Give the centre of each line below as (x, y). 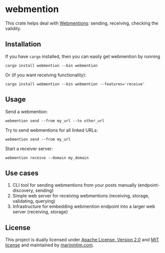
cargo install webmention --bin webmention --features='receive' (75, 84)
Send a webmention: (27, 111)
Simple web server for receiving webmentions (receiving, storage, (81, 196)
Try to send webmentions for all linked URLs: (52, 130)
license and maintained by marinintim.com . (50, 245)
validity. (13, 28)
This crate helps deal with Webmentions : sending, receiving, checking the (82, 23)
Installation (23, 44)
